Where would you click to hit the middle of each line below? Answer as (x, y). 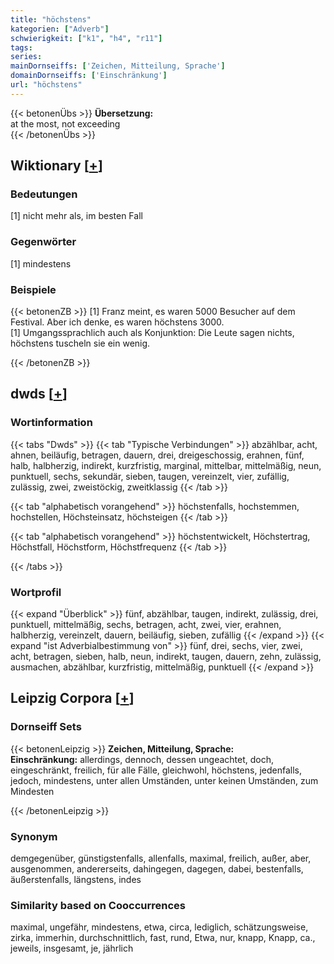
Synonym (34, 836)
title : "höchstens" (51, 19)
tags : (21, 47)
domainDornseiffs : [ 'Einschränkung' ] (89, 76)
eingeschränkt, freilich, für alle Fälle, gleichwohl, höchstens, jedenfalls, (156, 770)
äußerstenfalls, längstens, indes (76, 879)
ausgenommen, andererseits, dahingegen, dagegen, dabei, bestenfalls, (157, 869)
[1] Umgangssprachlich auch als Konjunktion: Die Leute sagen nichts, (152, 333)
